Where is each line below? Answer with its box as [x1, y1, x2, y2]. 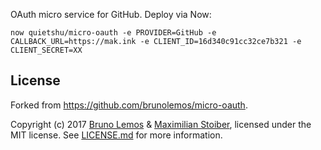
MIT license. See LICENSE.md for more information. [10, 129, 223, 141]
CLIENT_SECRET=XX [10, 45, 83, 55]
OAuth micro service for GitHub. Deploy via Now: [10, 9, 212, 20]
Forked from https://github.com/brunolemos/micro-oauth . [10, 99, 248, 111]
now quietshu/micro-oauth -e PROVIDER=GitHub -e [10, 28, 217, 38]
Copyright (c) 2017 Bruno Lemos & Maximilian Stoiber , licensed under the [10, 118, 312, 130]
